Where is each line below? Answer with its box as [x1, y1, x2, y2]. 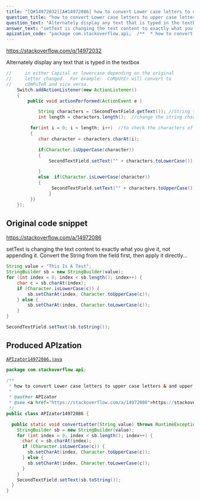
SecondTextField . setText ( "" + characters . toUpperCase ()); [51, 185, 198, 191]
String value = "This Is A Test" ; [6, 263, 92, 270]
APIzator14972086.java [6, 356, 62, 362]
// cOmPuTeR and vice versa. [6, 81, 89, 87]
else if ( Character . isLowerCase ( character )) [37, 174, 151, 180]
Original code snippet [6, 218, 88, 228]
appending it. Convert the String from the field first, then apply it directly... [6, 252, 187, 259]
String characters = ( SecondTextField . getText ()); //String [37, 108, 190, 115]
